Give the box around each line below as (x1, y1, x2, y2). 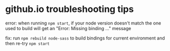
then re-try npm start (5, 40, 50, 46)
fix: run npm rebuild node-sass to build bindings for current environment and (5, 35, 165, 41)
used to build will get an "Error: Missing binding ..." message (5, 25, 131, 31)
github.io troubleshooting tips (5, 3, 134, 15)
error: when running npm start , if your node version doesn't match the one (5, 20, 161, 26)
